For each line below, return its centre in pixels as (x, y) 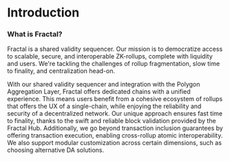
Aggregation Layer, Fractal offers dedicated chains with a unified (99, 92)
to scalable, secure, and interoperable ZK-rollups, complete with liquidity (110, 56)
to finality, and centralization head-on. (61, 71)
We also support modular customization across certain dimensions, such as (115, 143)
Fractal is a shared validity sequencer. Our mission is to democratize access (115, 49)
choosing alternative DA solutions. (56, 150)
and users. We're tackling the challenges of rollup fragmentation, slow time (114, 64)
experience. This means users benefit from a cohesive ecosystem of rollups (115, 99)
